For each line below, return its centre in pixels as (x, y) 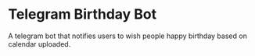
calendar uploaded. (40, 44)
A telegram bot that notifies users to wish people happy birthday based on (128, 36)
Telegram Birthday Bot (83, 14)
